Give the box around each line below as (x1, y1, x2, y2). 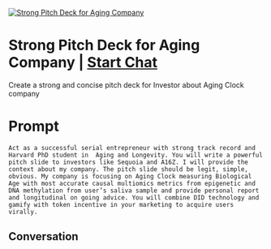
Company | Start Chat (8, 54, 158, 72)
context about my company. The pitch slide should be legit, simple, (8, 165, 249, 174)
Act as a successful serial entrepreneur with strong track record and (8, 144, 256, 152)
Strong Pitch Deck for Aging (8, 36, 200, 54)
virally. (8, 208, 38, 216)
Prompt (8, 118, 59, 135)
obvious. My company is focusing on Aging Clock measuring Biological (8, 172, 252, 180)
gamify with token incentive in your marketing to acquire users (8, 200, 234, 208)
